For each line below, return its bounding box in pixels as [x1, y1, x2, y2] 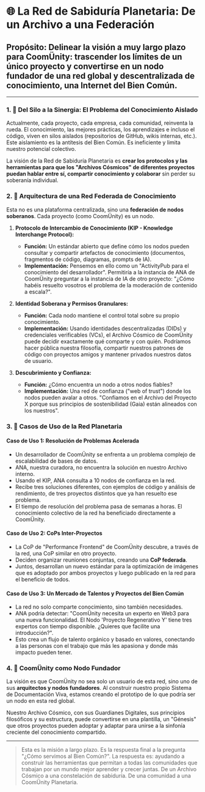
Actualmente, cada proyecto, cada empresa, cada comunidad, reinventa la [6, 119, 193, 127]
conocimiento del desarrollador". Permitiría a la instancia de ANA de [24, 268, 195, 276]
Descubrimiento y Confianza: [15, 369, 92, 376]
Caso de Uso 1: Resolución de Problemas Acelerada [6, 437, 139, 444]
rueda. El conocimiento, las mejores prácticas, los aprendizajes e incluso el [6, 126, 195, 133]
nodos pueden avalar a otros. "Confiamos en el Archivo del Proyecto [24, 394, 197, 401]
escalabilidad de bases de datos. [15, 457, 98, 464]
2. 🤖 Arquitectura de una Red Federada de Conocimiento [6, 192, 176, 200]
